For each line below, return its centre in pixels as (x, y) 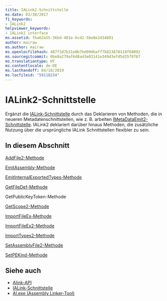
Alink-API (22, 283)
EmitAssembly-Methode (30, 167)
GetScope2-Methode (27, 206)
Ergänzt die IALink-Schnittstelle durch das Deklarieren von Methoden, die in (84, 114)
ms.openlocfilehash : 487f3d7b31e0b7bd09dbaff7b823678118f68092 (73, 52)
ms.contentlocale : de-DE (31, 66)
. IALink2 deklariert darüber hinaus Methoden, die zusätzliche (94, 124)
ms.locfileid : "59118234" (32, 75)
